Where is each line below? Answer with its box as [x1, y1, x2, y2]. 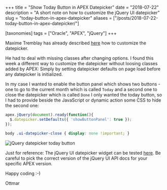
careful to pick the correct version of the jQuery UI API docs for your [5, 155, 148, 161]
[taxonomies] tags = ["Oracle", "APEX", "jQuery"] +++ [5, 30, 117, 36]
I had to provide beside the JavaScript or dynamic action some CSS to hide [5, 97, 161, 103]
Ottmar [5, 180, 20, 186]
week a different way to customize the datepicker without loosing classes [5, 61, 158, 66]
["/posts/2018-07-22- [113, 15, 158, 21]
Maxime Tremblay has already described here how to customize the [5, 40, 146, 46]
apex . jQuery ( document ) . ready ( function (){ [5, 112, 94, 117]
